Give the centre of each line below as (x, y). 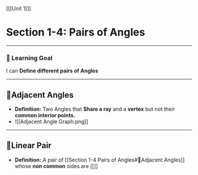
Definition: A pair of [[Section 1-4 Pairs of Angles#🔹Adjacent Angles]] (100, 160)
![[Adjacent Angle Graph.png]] (51, 122)
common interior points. (45, 115)
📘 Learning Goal (29, 58)
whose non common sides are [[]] (56, 166)
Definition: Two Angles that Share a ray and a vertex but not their (95, 109)
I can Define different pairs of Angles (52, 71)
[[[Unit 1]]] (19, 9)
